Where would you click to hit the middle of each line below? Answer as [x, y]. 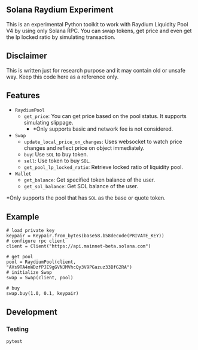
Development [32, 312]
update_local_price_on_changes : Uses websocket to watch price [103, 142]
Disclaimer [27, 56]
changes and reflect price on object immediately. [84, 148]
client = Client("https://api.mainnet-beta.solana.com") [79, 246]
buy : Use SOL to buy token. [56, 155]
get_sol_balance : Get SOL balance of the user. [81, 186]
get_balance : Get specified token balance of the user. [89, 180]
